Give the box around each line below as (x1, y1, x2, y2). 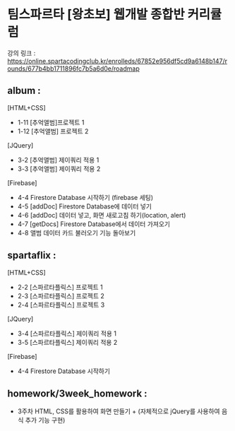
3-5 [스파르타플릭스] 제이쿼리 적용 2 (17, 338, 118, 346)
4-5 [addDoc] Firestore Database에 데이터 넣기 (17, 202, 152, 211)
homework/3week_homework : (7, 387, 147, 399)
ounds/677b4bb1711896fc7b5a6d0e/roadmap (7, 64, 140, 73)
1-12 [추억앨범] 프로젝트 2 (17, 126, 89, 135)
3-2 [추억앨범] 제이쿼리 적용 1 (17, 155, 100, 164)
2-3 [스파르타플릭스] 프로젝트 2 (17, 291, 104, 300)
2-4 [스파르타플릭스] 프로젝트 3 (17, 300, 105, 309)
